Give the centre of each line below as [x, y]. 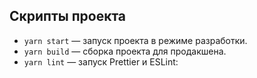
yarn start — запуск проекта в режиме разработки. [135, 40]
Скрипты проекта [68, 16]
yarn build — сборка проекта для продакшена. [125, 51]
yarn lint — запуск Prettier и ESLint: [101, 61]
